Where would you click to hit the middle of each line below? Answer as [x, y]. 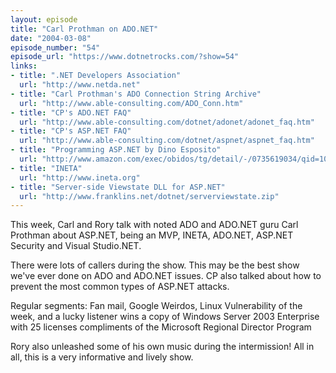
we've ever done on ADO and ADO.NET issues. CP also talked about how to [166, 276]
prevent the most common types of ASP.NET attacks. [120, 287]
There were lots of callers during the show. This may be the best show [155, 265]
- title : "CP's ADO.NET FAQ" [71, 112]
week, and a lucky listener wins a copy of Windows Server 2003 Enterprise [165, 317]
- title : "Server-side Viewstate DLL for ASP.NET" [118, 187]
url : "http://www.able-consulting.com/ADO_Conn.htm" [131, 103]
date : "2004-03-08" [51, 38]
